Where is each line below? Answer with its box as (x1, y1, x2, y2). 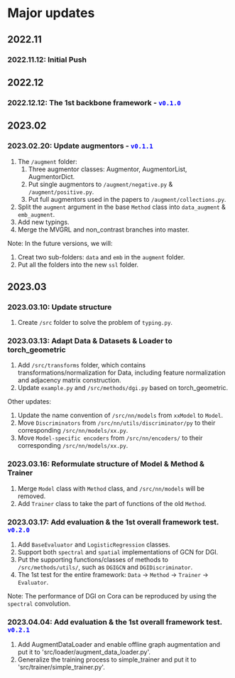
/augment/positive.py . (28, 187, 94, 196)
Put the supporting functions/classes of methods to (17, 556, 169, 564)
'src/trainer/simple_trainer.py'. (17, 663, 105, 672)
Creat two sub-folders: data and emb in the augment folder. (17, 252, 185, 261)
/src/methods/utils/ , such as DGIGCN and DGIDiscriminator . (17, 563, 193, 571)
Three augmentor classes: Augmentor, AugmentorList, (28, 165, 187, 173)
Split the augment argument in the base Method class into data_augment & (17, 203, 226, 211)
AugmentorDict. (28, 172, 75, 181)
